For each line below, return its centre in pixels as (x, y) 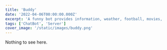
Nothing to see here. (26, 42)
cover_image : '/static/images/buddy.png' (49, 28)
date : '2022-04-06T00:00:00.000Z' (41, 14)
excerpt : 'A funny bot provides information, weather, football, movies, (84, 19)
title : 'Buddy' (21, 10)
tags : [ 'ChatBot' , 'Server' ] (36, 24)
